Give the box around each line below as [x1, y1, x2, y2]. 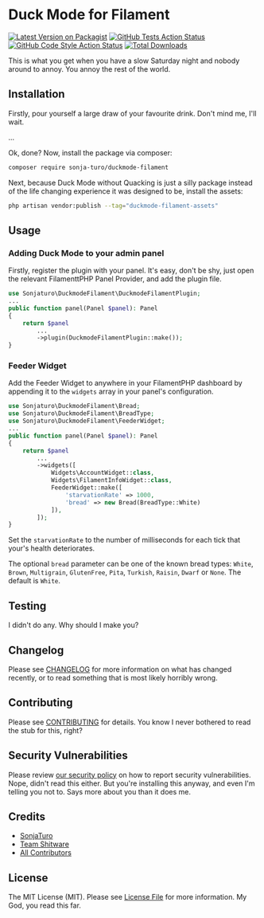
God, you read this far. [8, 900, 82, 910]
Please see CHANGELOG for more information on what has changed [8, 664, 232, 674]
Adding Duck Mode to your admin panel [8, 247, 165, 258]
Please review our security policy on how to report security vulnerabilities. [8, 770, 251, 779]
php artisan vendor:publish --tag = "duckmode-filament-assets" [8, 202, 219, 210]
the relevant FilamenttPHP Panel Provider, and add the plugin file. [8, 274, 223, 284]
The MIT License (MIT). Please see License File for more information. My [8, 892, 247, 902]
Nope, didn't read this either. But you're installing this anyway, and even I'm [8, 779, 255, 788]
